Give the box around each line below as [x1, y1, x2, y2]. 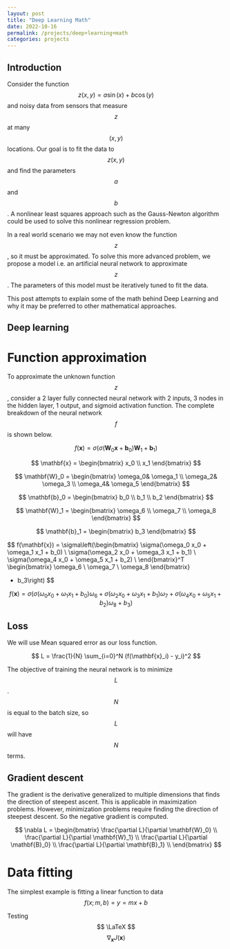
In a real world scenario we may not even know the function [7, 230, 178, 239]
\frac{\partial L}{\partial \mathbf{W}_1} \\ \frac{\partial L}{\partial [24, 833, 208, 842]
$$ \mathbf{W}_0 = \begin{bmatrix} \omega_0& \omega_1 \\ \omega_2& [15, 472, 218, 481]
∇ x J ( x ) [106, 934, 126, 943]
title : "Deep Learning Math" [7, 17, 91, 24]
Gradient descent [7, 772, 84, 784]
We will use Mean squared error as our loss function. [7, 638, 157, 647]
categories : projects [7, 36, 70, 43]
